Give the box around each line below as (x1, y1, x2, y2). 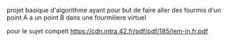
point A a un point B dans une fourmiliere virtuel (6, 13, 146, 22)
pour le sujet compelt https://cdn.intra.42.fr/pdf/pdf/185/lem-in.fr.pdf (6, 27, 209, 35)
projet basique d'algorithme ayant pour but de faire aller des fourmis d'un (6, 6, 222, 14)
